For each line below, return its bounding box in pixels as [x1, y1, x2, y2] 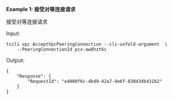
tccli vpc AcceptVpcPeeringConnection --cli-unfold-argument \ [6, 41, 168, 47]
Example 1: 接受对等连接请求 [6, 6, 76, 12]
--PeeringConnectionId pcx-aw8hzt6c [17, 46, 107, 52]
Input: [6, 30, 21, 37]
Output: [6, 57, 25, 64]
